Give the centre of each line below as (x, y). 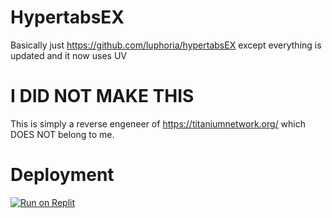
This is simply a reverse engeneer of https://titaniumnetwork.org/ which (158, 123)
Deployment (62, 175)
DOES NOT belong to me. (62, 134)
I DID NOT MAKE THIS (102, 96)
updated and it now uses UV (68, 55)
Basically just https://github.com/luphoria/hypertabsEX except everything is (166, 45)
